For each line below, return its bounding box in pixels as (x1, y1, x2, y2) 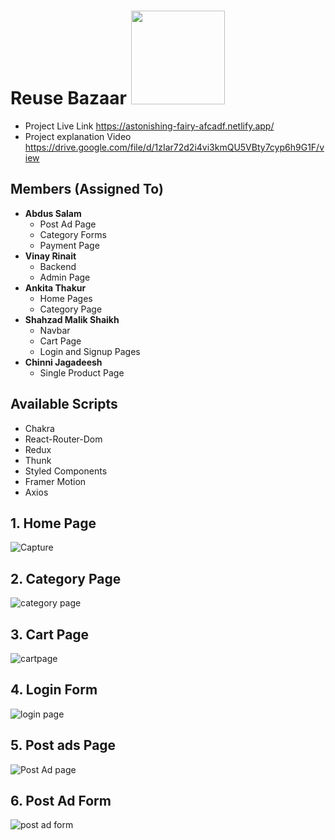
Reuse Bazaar (10, 87, 127, 110)
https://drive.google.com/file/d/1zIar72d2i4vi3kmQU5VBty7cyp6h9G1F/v (24, 141, 325, 153)
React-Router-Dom (24, 433, 103, 445)
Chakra (24, 422, 55, 434)
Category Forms (39, 228, 107, 240)
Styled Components (24, 465, 108, 477)
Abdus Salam (24, 207, 82, 219)
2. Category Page (10, 570, 122, 587)
